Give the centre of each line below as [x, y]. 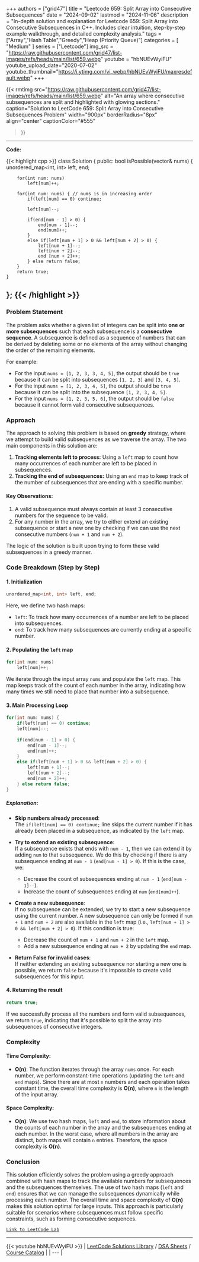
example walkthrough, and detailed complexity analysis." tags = [84, 34]
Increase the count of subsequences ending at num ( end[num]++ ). [102, 891]
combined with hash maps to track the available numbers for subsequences [99, 1181]
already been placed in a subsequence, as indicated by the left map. [99, 830]
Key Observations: [30, 496]
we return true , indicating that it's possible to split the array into [84, 1020]
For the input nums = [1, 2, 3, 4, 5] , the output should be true [93, 386]
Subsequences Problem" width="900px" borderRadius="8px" [82, 115]
